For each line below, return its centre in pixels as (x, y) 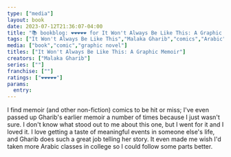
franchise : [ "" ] (30, 71)
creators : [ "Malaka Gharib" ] (49, 59)
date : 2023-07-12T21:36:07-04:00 (55, 26)
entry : (23, 90)
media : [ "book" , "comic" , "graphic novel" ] (67, 45)
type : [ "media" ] (30, 13)
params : (18, 84)
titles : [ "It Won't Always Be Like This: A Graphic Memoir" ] (97, 52)
